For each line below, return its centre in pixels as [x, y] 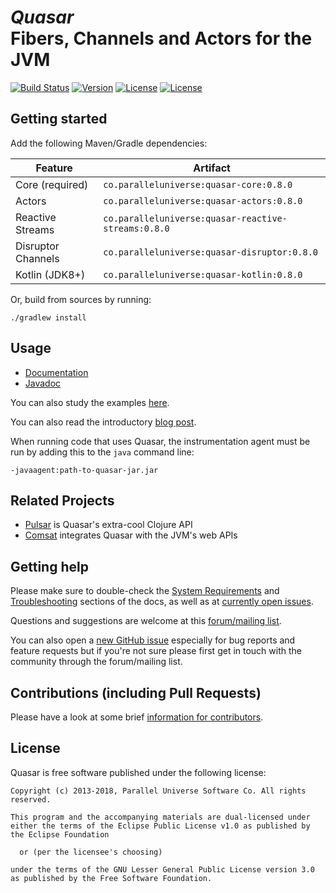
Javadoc [43, 383]
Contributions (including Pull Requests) [136, 692]
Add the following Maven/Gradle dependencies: [109, 143]
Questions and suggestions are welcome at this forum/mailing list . [146, 621]
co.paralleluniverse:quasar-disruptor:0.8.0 [211, 252]
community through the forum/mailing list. [96, 662]
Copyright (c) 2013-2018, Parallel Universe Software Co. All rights [158, 791]
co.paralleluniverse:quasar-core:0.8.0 [198, 184]
